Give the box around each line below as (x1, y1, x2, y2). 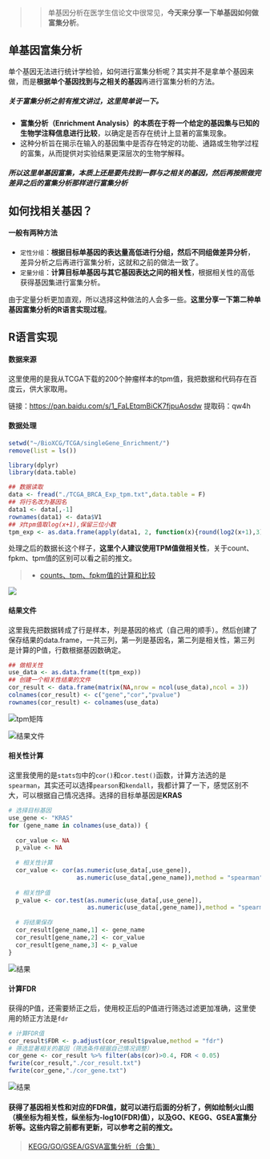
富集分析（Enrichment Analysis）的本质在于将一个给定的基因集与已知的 (19, 118, 260, 128)
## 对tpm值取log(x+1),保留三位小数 (8, 520, 116, 529)
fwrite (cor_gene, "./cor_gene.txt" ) (8, 1067, 127, 1075)
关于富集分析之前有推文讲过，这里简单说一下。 (8, 96, 163, 106)
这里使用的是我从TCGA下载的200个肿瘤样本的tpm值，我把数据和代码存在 (8, 374, 251, 383)
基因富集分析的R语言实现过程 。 (8, 305, 112, 314)
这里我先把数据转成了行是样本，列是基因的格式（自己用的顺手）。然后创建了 (8, 625, 258, 634)
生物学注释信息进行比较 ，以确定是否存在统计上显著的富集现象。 (19, 128, 231, 137)
